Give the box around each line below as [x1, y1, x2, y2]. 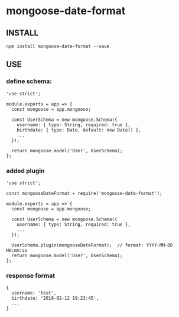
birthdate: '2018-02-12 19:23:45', [11, 295, 99, 302]
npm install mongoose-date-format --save [6, 43, 110, 49]
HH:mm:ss [6, 247, 28, 253]
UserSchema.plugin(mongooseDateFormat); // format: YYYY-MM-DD [11, 242, 173, 248]
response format [6, 271, 55, 280]
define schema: [6, 77, 52, 85]
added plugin [6, 166, 45, 175]
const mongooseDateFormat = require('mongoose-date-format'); [6, 190, 162, 196]
